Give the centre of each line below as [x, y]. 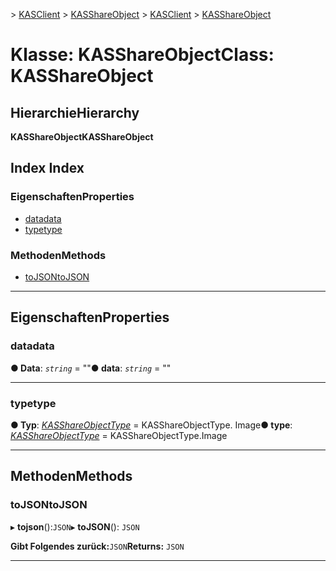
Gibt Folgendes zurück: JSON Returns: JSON [97, 546]
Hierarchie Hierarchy [75, 112]
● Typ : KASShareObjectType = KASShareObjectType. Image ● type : [151, 425]
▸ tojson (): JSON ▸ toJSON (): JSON [75, 526]
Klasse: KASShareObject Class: [142, 55]
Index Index [47, 168]
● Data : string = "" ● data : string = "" [91, 368]
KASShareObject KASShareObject [82, 137]
